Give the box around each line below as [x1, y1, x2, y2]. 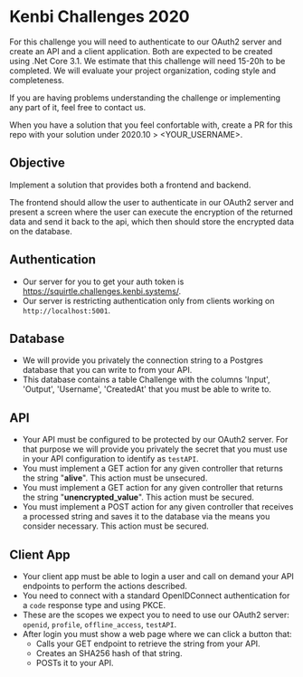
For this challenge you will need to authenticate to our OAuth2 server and [9, 36, 282, 47]
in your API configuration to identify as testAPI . [22, 453, 199, 464]
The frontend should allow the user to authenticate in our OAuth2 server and [9, 196, 294, 207]
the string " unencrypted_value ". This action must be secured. [22, 491, 255, 503]
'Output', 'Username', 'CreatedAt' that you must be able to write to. [22, 384, 271, 395]
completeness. [9, 74, 65, 85]
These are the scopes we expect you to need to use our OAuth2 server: [22, 609, 289, 620]
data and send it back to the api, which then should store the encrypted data [9, 215, 295, 227]
